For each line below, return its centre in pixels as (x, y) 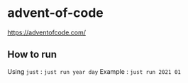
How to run (32, 55)
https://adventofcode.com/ (47, 32)
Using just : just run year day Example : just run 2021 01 (94, 71)
